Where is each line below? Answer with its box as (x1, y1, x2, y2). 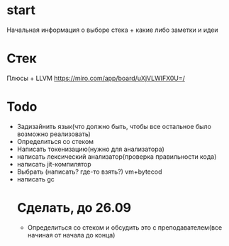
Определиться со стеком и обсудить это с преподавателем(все (27, 223, 223, 232)
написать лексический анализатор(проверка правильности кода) (16, 152, 217, 161)
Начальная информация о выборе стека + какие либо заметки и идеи (6, 26, 218, 34)
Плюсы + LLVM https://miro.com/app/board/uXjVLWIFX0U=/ (6, 74, 186, 82)
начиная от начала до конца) (27, 230, 116, 239)
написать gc (16, 174, 55, 183)
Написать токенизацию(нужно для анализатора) (16, 145, 164, 153)
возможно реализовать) (16, 130, 91, 138)
